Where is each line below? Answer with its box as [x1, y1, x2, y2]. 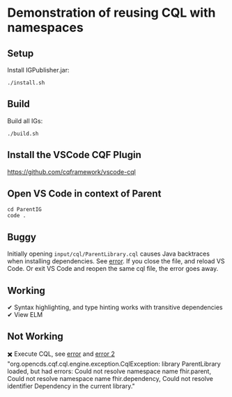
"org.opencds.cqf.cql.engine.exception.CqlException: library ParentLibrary [7, 359, 221, 368]
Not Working [7, 331, 64, 343]
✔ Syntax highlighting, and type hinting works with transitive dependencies [7, 303, 223, 311]
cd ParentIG [7, 206, 42, 213]
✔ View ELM [7, 311, 43, 319]
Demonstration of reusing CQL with [7, 5, 216, 21]
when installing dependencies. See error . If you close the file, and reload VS [7, 257, 225, 265]
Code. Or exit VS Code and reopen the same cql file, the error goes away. [7, 265, 219, 273]
